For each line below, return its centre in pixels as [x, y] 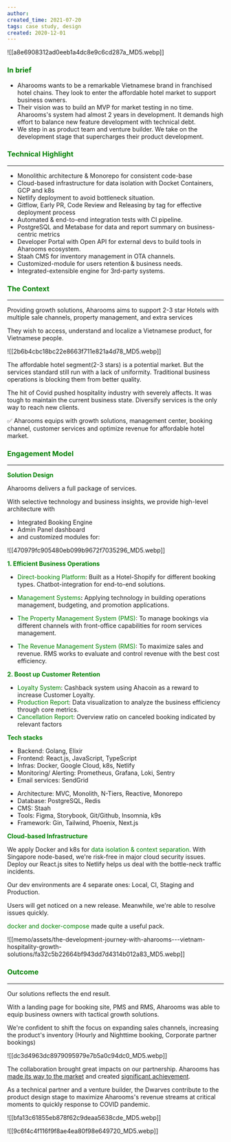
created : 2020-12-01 [37, 33]
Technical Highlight [40, 154]
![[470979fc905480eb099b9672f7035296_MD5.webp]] [86, 550]
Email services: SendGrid [53, 780]
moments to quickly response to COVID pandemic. [79, 1104]
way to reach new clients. [43, 408]
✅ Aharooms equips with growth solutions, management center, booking [110, 421]
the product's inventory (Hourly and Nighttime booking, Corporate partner [112, 1035]
